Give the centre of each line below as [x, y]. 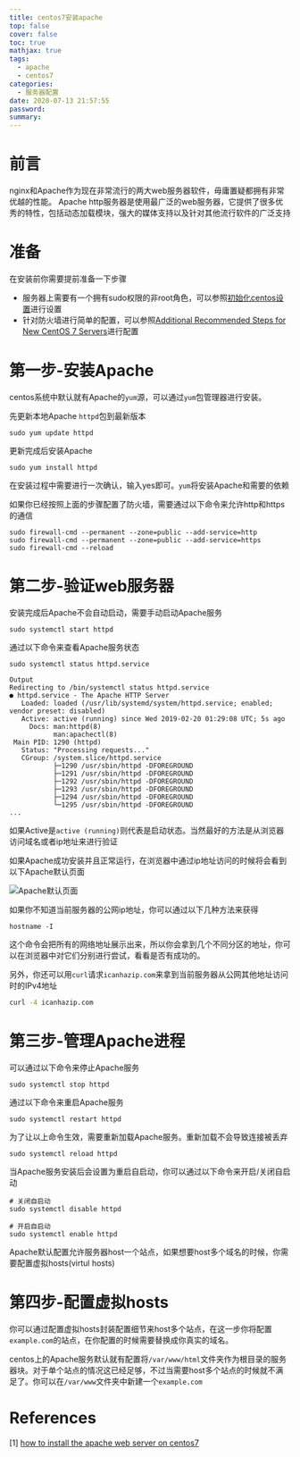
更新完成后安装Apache [51, 450]
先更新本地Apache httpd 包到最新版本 [78, 415]
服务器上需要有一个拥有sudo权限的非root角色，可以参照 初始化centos [149, 297]
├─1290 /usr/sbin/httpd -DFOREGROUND [123, 766]
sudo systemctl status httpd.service [79, 664]
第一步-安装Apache [82, 371]
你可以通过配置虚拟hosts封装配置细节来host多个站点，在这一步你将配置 [141, 1328]
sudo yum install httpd [54, 467]
